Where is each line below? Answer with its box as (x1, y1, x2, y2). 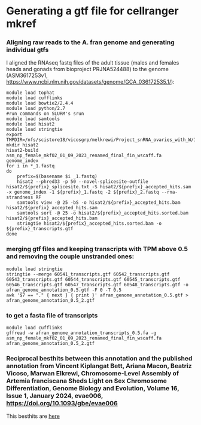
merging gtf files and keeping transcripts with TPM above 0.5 (6, 245, 188, 253)
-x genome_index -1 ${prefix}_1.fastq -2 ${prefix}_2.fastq (6, 189, 160, 195)
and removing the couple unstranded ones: (6, 252, 135, 261)
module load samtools (6, 116, 60, 122)
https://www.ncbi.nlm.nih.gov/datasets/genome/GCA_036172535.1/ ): (6, 78, 175, 85)
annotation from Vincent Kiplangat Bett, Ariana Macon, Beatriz (6, 362, 193, 370)
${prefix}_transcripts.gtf (6, 226, 74, 232)
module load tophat (6, 90, 55, 96)
